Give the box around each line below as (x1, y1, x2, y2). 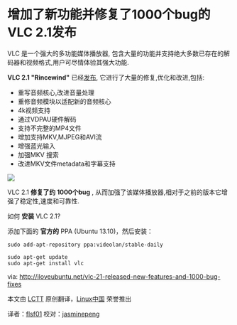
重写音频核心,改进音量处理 (17, 88, 94, 97)
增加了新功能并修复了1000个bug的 (7, 6, 211, 23)
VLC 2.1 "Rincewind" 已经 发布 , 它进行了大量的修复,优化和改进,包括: (7, 73, 205, 82)
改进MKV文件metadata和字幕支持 (17, 159, 116, 168)
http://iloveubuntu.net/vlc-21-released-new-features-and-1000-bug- (19, 272, 221, 281)
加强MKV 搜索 (17, 150, 59, 159)
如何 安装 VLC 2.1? (7, 211, 61, 220)
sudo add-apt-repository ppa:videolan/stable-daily (7, 241, 163, 248)
